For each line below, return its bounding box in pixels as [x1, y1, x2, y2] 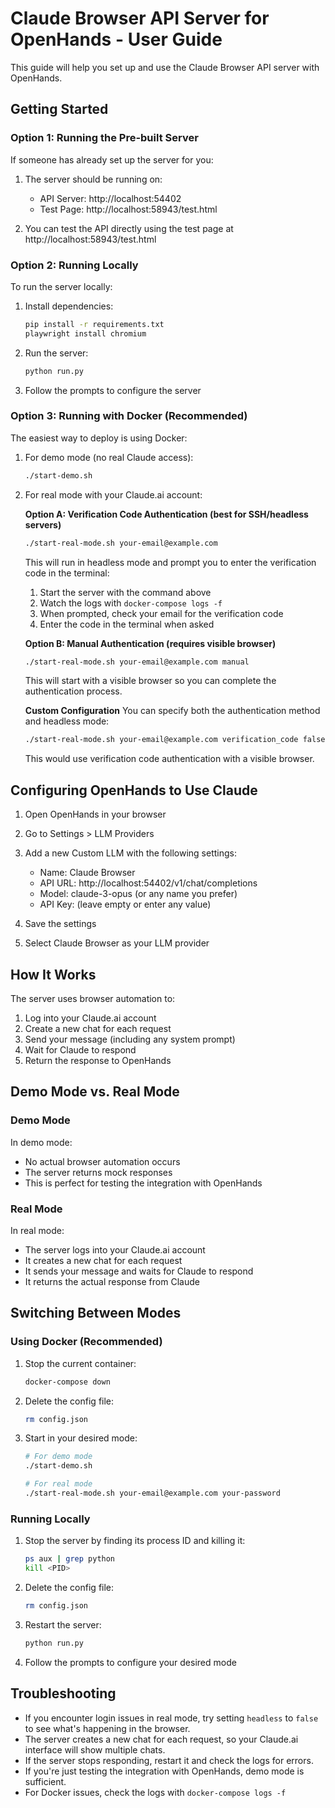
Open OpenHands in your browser [24, 808, 167, 821]
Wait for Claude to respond [24, 1043, 137, 1056]
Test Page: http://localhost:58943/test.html [39, 203, 218, 215]
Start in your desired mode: [24, 1432, 138, 1444]
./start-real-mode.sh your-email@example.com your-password [24, 1488, 281, 1499]
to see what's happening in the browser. [24, 1722, 191, 1734]
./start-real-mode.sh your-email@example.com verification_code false [24, 735, 326, 745]
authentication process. [24, 685, 123, 697]
